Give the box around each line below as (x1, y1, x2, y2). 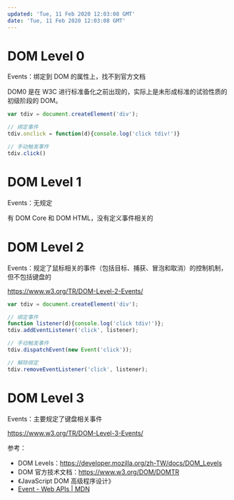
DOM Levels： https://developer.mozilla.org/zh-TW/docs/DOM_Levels (17, 459, 223, 467)
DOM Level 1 (7, 174, 82, 190)
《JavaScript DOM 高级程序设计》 (17, 476, 115, 485)
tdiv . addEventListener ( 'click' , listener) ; (7, 326, 139, 334)
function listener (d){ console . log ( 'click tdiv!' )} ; (7, 320, 164, 327)
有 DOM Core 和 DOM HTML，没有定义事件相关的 (7, 214, 153, 222)
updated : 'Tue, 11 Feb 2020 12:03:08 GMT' (7, 10, 136, 18)
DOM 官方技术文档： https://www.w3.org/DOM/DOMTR (17, 467, 180, 476)
